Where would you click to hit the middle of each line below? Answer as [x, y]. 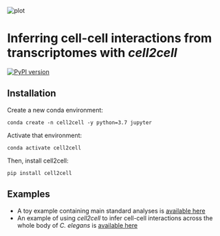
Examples [29, 194]
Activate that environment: [45, 135]
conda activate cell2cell [44, 147]
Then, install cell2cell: [38, 161]
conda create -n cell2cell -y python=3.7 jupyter [80, 122]
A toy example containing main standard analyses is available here [111, 211]
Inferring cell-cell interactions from [110, 38]
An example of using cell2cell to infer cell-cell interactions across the [115, 218]
